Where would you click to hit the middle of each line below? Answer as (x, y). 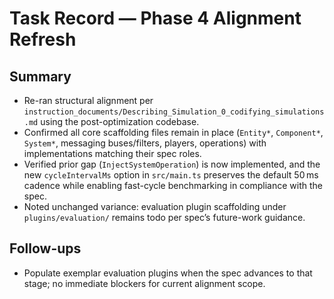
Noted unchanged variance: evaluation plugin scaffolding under (155, 206)
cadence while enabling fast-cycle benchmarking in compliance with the (173, 185)
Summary (40, 76)
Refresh (43, 39)
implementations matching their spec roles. (112, 153)
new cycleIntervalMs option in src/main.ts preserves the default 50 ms (171, 175)
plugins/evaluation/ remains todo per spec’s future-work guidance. (164, 217)
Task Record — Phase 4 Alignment (155, 18)
